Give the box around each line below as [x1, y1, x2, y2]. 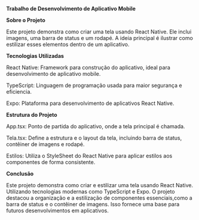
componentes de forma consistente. [6, 159, 96, 166]
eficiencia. [6, 88, 32, 95]
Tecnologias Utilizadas [6, 52, 65, 59]
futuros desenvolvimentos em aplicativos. [6, 207, 109, 214]
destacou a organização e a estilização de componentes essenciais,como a [6, 194, 192, 202]
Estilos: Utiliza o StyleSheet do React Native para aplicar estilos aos [6, 152, 173, 159]
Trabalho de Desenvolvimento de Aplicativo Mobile [6, 5, 136, 12]
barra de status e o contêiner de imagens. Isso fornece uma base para [6, 201, 180, 207]
